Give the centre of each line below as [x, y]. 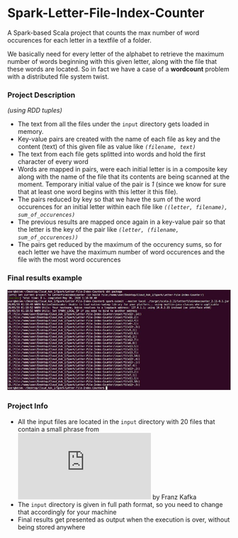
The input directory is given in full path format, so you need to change [120, 504]
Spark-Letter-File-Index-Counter [106, 13]
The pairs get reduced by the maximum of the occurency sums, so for [120, 245]
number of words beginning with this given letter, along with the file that [112, 61]
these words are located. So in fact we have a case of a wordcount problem [118, 69]
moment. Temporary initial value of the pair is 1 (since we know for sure [122, 184]
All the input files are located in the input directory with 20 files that [116, 421]
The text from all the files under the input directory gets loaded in [113, 124]
